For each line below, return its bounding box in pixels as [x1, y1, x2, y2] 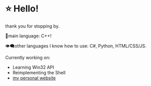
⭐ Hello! [5, 3, 39, 15]
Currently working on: [5, 54, 50, 60]
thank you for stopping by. [5, 23, 60, 29]
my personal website [12, 75, 56, 81]
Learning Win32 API [12, 64, 54, 70]
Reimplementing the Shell [12, 69, 66, 75]
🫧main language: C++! [5, 33, 52, 39]
